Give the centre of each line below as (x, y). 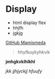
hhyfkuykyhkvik (34, 52)
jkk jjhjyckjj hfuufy (24, 71)
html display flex (29, 23)
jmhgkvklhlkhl (20, 61)
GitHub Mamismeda (26, 42)
